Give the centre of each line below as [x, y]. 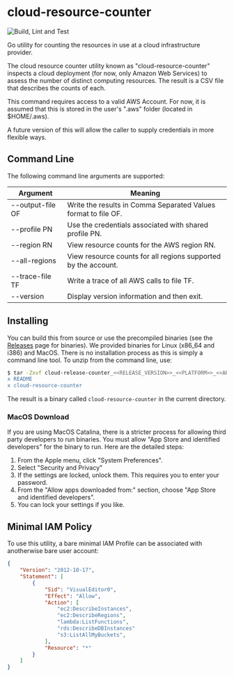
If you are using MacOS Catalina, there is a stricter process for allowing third [117, 432]
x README [20, 379]
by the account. [93, 265]
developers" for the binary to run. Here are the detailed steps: [96, 447]
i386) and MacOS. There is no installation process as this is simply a [105, 352]
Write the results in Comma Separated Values [141, 205]
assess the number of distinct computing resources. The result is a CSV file [116, 80]
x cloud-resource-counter [45, 386]
